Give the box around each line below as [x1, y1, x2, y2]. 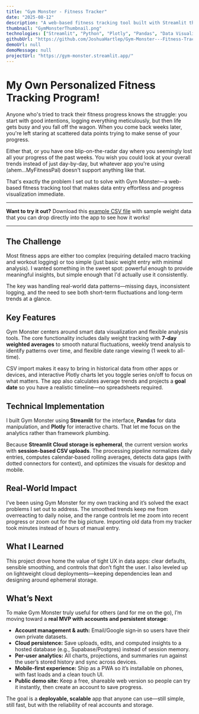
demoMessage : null [6, 47, 52, 53]
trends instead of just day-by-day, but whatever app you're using [6, 160, 165, 167]
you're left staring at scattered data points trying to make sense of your [6, 129, 180, 137]
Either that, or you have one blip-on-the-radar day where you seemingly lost [6, 147, 192, 154]
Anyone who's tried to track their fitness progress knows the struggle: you [6, 110, 188, 118]
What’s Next [6, 594, 53, 604]
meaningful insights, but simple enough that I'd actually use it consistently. [6, 271, 188, 278]
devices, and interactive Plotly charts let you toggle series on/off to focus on [6, 372, 192, 379]
